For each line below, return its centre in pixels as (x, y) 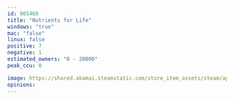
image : (17, 78)
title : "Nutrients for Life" (49, 20)
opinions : (22, 84)
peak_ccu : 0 (24, 66)
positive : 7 (24, 46)
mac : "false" (26, 33)
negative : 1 (24, 53)
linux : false (26, 40)
